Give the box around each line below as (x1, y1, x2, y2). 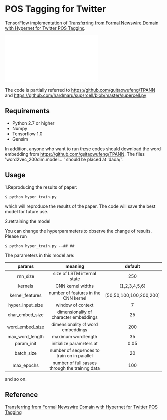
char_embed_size (7, 311, 44, 318)
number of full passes (52, 360, 97, 366)
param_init (14, 341, 37, 347)
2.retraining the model (5, 218, 51, 224)
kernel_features (9, 292, 42, 298)
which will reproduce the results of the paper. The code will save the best (5, 203, 156, 209)
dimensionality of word (51, 321, 98, 327)
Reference (5, 391, 38, 399)
